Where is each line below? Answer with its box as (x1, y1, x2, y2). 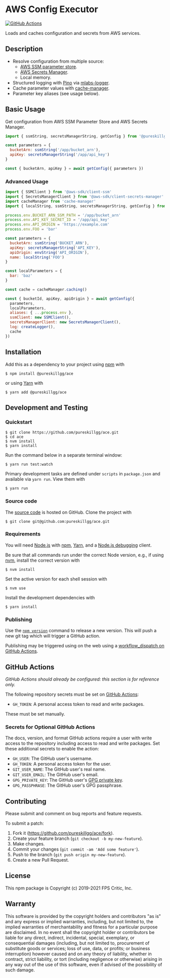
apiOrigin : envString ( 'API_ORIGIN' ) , (10, 250, 90, 255)
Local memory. (20, 74, 52, 80)
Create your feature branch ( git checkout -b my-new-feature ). (12, 835, 143, 841)
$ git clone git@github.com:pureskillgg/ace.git (5, 519, 110, 524)
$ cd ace (5, 434, 24, 439)
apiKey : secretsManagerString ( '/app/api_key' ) (10, 152, 110, 157)
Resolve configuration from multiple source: (12, 58, 104, 64)
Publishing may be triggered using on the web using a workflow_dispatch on (5, 643, 164, 649)
